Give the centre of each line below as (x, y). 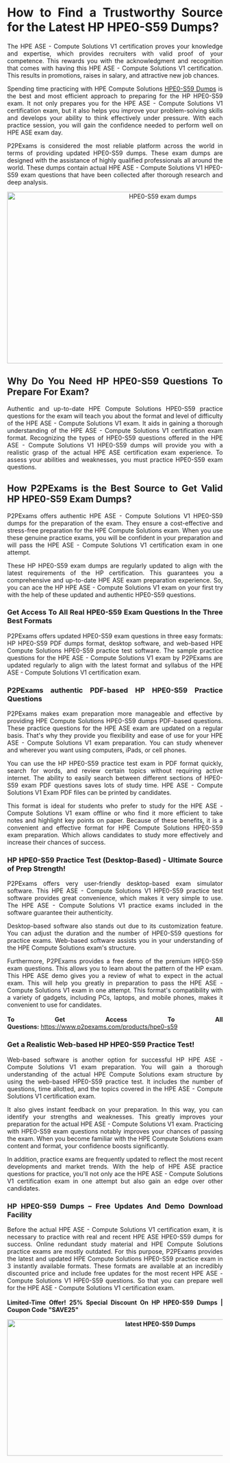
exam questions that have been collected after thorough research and (122, 175)
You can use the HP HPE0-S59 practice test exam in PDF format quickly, (115, 764)
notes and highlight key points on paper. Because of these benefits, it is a (115, 821)
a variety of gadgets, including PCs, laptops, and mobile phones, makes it (115, 998)
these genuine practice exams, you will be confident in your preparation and (115, 537)
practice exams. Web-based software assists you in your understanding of (115, 941)
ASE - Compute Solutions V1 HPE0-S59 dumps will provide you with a (115, 445)
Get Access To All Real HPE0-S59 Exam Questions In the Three (115, 612)
